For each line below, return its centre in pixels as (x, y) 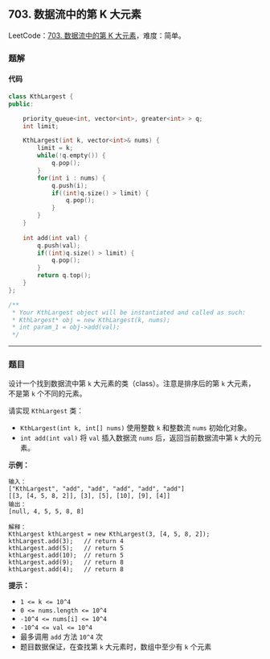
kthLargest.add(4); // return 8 (66, 570)
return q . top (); (64, 276)
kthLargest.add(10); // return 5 (66, 555)
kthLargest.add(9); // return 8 (66, 562)
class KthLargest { (41, 96)
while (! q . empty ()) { (72, 155)
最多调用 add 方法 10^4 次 (61, 637)
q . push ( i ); (70, 185)
